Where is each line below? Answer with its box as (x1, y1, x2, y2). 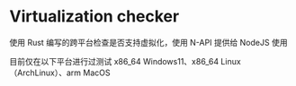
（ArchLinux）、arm (9, 67, 82, 78)
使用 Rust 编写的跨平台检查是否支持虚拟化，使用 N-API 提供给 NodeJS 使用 (9, 37, 288, 47)
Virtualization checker (9, 6, 180, 27)
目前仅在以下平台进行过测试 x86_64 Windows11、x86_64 (9, 56, 219, 66)
